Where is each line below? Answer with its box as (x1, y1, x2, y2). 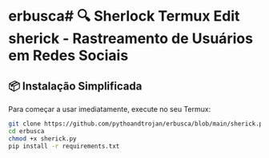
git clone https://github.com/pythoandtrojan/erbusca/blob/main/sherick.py (8, 120, 267, 128)
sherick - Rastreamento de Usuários (8, 30, 254, 48)
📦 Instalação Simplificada (8, 79, 143, 93)
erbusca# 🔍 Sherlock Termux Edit (8, 7, 240, 26)
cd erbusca (8, 127, 45, 135)
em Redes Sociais (8, 46, 129, 65)
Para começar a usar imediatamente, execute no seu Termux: (8, 105, 211, 113)
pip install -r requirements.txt (8, 142, 120, 150)
